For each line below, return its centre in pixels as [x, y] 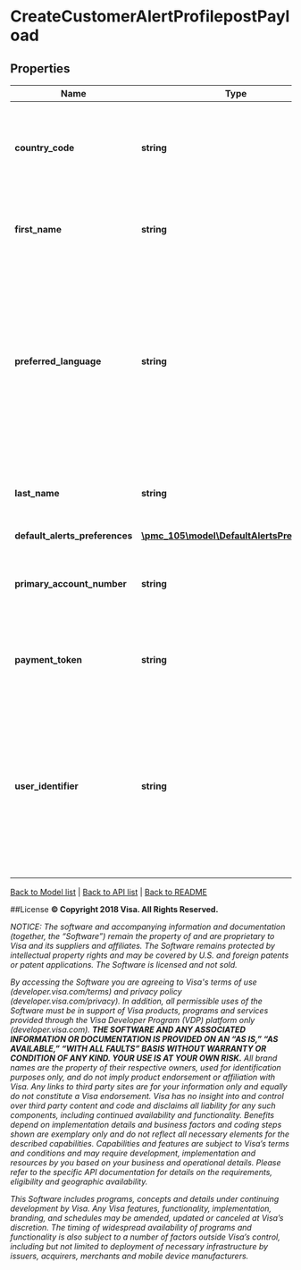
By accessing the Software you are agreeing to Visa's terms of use [134, 982]
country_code [45, 148]
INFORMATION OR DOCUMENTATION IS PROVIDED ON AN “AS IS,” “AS [144, 1039]
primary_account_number [71, 584]
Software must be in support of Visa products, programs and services [139, 1011]
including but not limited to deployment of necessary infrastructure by [139, 1246]
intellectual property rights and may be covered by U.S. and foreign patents [150, 955]
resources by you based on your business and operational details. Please [146, 1163]
